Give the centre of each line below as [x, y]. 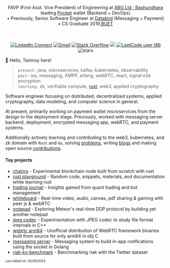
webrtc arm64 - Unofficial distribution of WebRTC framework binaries [86, 231]
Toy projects [19, 160]
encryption [29, 81]
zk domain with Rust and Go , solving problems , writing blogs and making [81, 143]
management [26, 193]
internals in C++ [30, 225]
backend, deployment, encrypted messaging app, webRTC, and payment [82, 122]
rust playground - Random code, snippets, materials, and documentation [89, 176]
